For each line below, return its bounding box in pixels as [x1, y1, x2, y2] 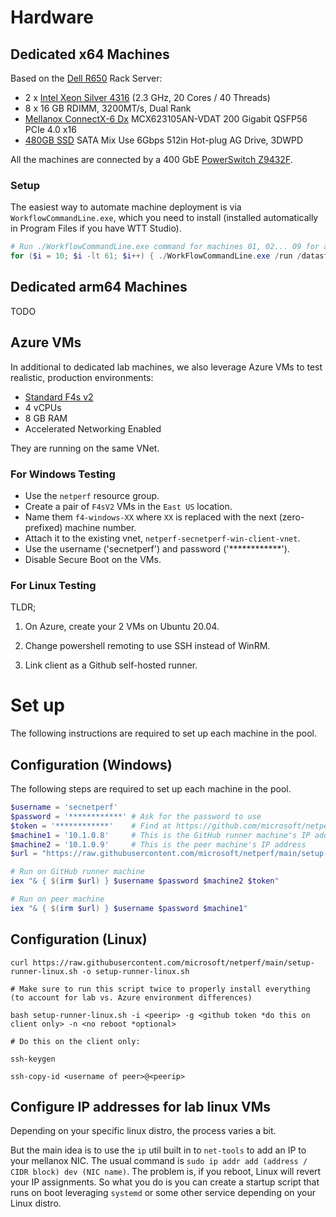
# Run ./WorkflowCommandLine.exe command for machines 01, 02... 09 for [10, 242, 320, 252]
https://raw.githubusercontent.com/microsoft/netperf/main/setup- [32, 957, 315, 968]
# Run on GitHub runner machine [10, 867, 145, 877]
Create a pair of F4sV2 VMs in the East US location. [24, 500, 233, 512]
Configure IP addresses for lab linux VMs [10, 1098, 272, 1115]
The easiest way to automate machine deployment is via [10, 201, 242, 213]
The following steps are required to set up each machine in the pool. [10, 783, 292, 795]
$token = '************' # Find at [10, 821, 172, 831]
